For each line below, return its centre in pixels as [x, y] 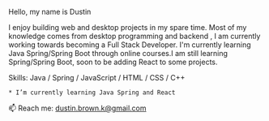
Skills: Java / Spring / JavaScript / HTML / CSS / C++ [97, 78]
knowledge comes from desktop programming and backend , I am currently [134, 36]
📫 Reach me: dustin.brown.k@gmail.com [78, 108]
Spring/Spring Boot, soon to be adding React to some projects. [113, 62]
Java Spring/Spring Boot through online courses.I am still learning [118, 53]
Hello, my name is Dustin [50, 12]
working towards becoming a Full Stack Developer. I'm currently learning [130, 45]
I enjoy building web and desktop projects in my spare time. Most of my [128, 27]
